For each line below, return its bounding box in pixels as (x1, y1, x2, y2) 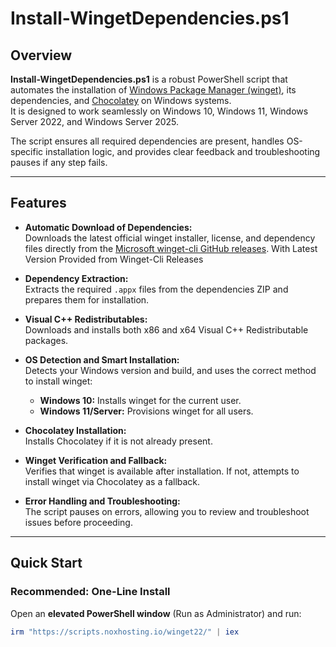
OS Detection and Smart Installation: (24, 353, 180, 366)
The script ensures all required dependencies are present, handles (10, 135, 285, 147)
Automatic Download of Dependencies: (24, 221, 193, 233)
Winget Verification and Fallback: (24, 454, 168, 466)
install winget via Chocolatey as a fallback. (24, 475, 201, 487)
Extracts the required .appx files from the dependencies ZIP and (24, 283, 289, 295)
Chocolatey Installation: (24, 424, 127, 436)
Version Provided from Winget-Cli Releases (24, 253, 204, 265)
